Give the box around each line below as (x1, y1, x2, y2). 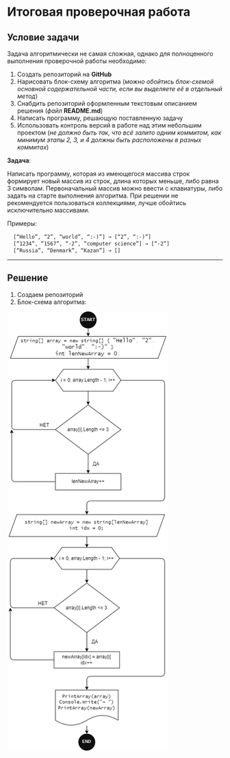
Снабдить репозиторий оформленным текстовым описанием (16, 99, 197, 107)
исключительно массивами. (7, 206, 90, 214)
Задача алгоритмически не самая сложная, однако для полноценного (7, 49, 214, 58)
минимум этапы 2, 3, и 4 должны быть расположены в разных (16, 136, 202, 144)
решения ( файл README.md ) (16, 107, 103, 115)
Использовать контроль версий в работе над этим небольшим (16, 121, 202, 129)
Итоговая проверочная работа (7, 4, 191, 20)
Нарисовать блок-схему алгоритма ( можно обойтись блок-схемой (16, 78, 214, 86)
